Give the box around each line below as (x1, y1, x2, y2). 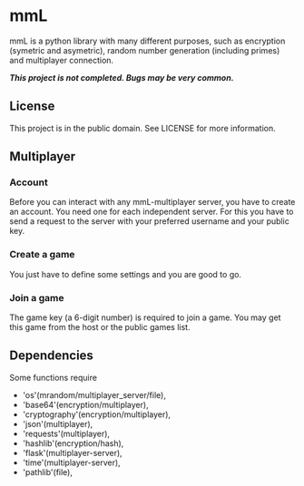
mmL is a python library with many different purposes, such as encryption (9, 35, 286, 46)
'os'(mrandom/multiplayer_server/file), (22, 389, 166, 400)
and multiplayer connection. (9, 54, 114, 65)
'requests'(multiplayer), (22, 428, 111, 439)
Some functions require (9, 372, 98, 383)
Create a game (9, 248, 75, 261)
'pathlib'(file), (22, 466, 73, 477)
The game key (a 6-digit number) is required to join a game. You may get (9, 312, 281, 323)
